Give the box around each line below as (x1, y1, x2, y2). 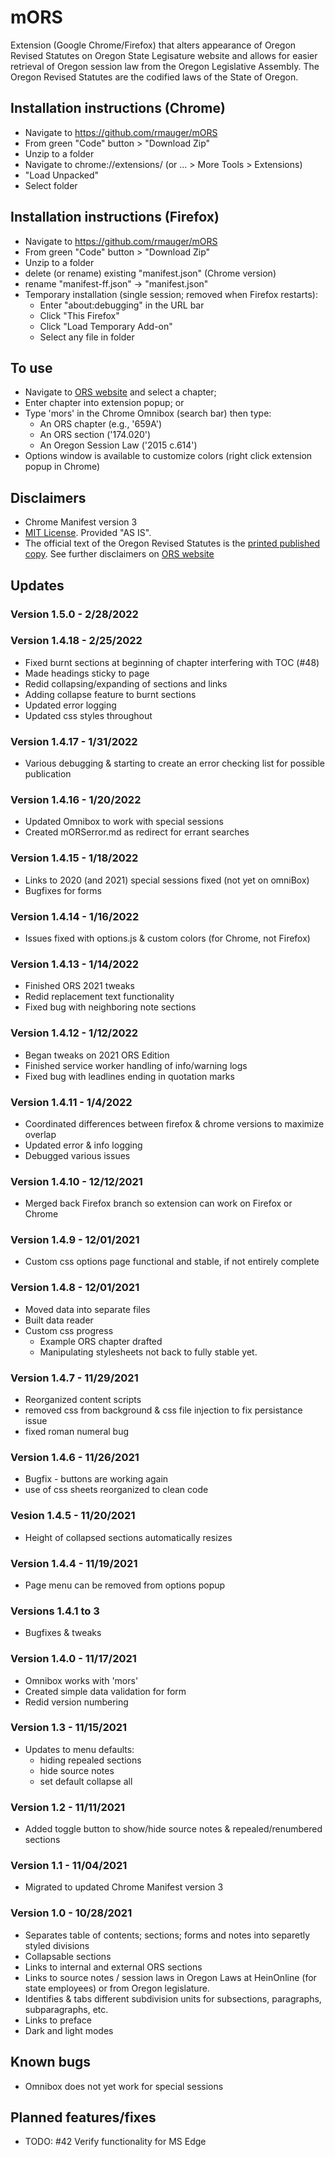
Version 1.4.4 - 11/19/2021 (10, 1556, 138, 1570)
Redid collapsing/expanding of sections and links (24, 677, 228, 690)
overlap (24, 1128, 57, 1140)
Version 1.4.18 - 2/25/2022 (10, 634, 143, 648)
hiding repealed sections (39, 1754, 142, 1766)
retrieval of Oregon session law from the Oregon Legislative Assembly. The (10, 60, 320, 72)
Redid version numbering (24, 1696, 129, 1708)
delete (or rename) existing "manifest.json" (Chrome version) (24, 267, 277, 279)
